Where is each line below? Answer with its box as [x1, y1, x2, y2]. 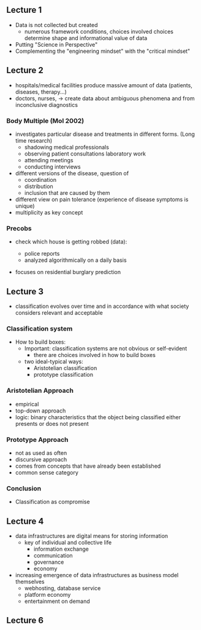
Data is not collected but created [15, 21, 98, 28]
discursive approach [15, 455, 67, 463]
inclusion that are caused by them [24, 189, 110, 196]
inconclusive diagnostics [15, 101, 78, 108]
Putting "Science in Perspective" [15, 41, 98, 48]
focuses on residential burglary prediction [15, 269, 121, 276]
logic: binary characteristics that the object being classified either [15, 413, 181, 420]
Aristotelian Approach [6, 387, 74, 395]
